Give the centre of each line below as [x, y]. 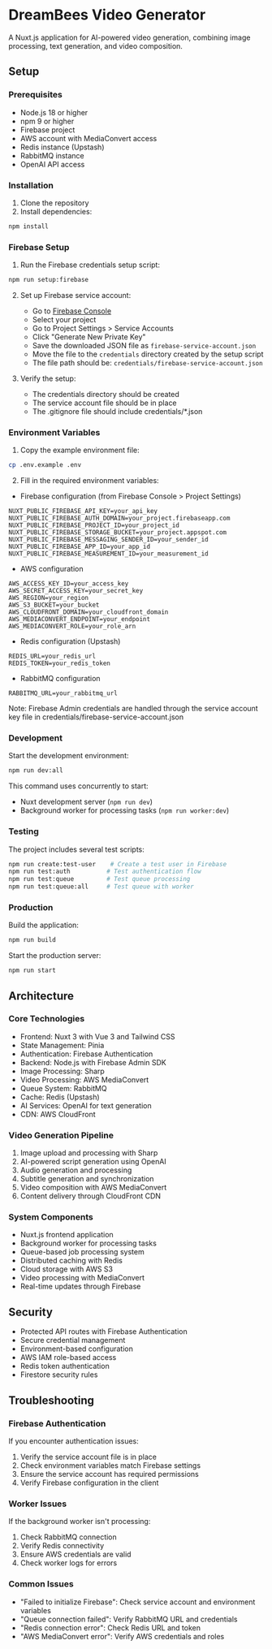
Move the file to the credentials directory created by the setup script [148, 354]
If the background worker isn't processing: [80, 1522]
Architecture [41, 996]
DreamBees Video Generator [107, 15]
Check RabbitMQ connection [69, 1537]
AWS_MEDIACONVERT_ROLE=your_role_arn [72, 627]
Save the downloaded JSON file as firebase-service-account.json [144, 345]
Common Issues [41, 1584]
